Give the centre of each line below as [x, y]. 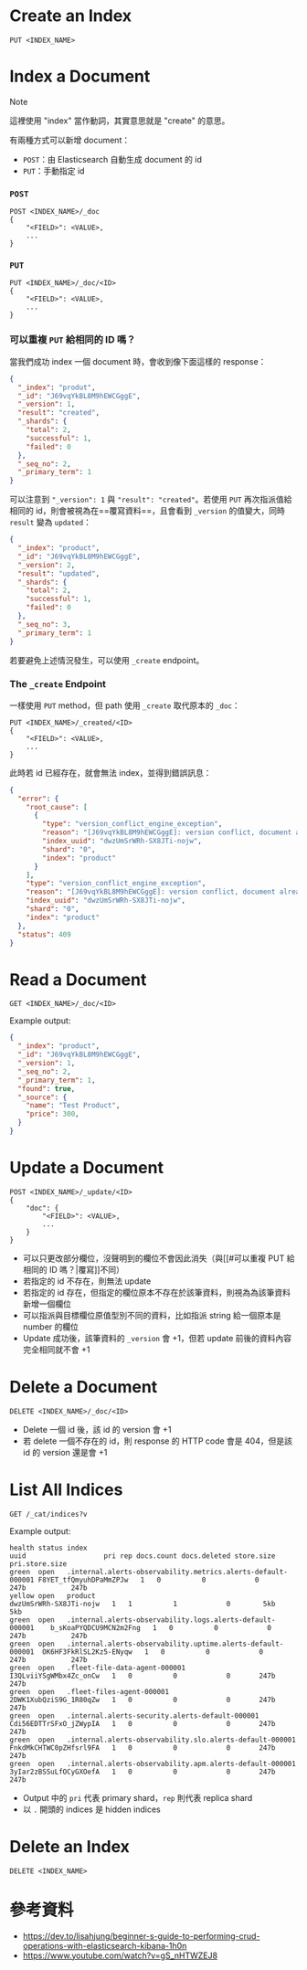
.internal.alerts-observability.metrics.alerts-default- [177, 1572]
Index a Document [80, 76]
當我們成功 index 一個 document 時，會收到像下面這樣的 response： [138, 361]
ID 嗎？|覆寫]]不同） [87, 1269]
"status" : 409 [44, 934]
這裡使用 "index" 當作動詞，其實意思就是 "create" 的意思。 [120, 121]
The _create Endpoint [58, 684]
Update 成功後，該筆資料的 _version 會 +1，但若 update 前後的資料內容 [157, 1338]
